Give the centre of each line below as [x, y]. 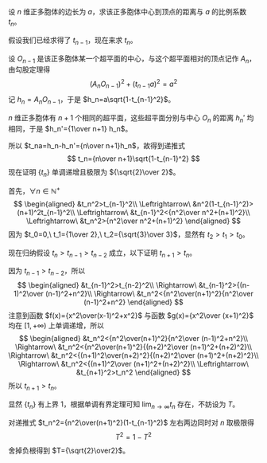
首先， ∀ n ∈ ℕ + [35, 190]
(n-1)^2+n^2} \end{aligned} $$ [133, 302]
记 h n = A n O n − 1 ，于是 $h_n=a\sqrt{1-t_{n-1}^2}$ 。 [92, 100]
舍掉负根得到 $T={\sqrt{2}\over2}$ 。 [69, 450]
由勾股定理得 [29, 69]
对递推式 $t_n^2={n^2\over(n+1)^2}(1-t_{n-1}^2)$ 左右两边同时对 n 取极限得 [131, 422]
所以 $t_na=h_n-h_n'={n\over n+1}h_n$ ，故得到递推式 [97, 146]
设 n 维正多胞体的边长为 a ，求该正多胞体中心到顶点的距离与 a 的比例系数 [128, 12]
